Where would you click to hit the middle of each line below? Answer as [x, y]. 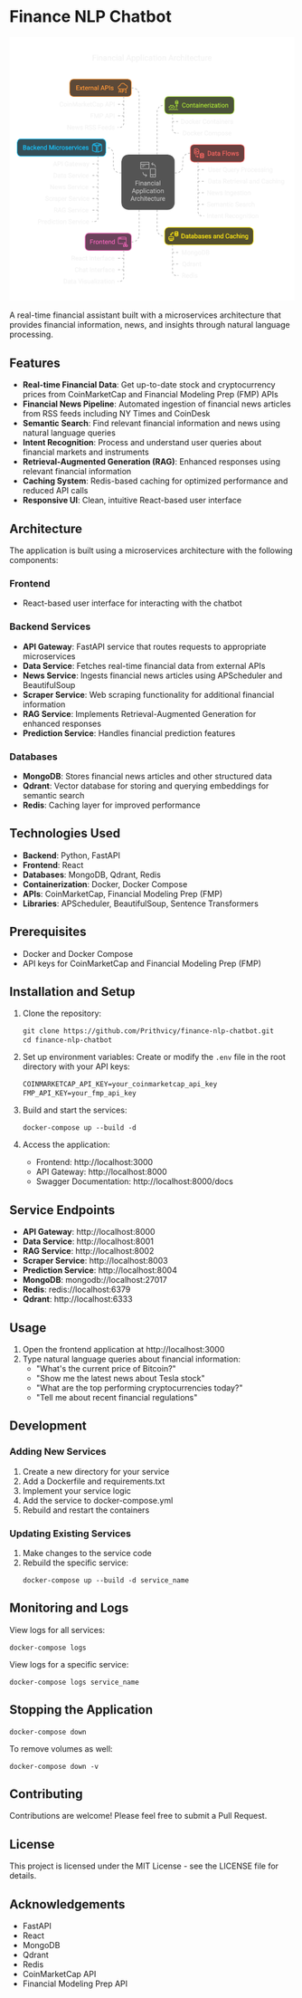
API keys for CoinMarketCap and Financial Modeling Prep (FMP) [142, 963]
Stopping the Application [81, 1710]
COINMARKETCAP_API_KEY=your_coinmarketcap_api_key [120, 1085]
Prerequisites [48, 932]
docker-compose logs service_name [75, 1682]
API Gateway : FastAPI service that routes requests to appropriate [144, 646]
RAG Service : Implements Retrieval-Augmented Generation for [139, 713]
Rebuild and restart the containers [86, 1510]
